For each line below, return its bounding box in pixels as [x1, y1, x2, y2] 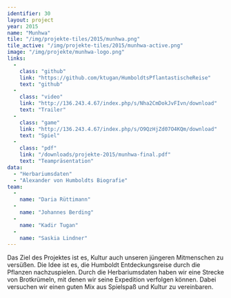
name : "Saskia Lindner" [19, 235, 88, 241]
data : [7, 163, 23, 171]
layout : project [7, 17, 54, 23]
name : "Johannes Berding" [19, 209, 94, 216]
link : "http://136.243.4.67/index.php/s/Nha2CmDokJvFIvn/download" [19, 100, 217, 107]
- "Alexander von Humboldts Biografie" [13, 177, 128, 183]
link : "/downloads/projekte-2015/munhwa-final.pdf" [19, 151, 171, 159]
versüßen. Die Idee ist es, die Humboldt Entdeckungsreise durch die [7, 261, 201, 269]
